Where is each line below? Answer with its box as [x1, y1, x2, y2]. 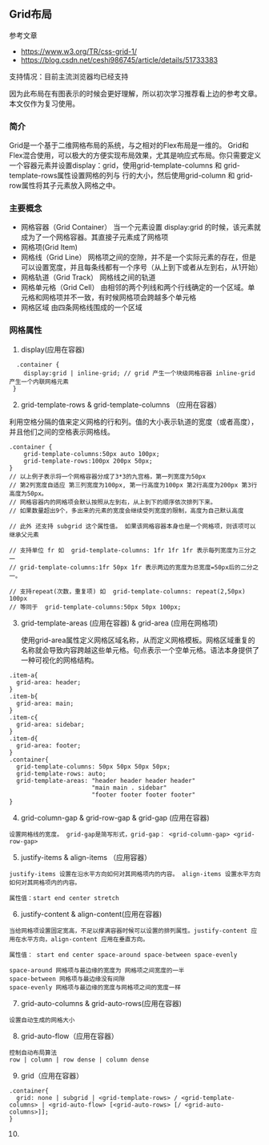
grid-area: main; [16, 699, 74, 707]
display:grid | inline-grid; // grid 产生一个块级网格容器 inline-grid [23, 369, 255, 377]
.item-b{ [9, 692, 38, 700]
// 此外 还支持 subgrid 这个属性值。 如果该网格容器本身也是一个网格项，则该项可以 [9, 522, 256, 530]
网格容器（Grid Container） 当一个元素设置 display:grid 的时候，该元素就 [20, 222, 261, 232]
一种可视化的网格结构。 [20, 655, 98, 665]
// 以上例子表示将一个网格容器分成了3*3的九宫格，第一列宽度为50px [9, 472, 207, 480]
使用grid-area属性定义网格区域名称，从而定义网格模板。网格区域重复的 [20, 635, 255, 645]
